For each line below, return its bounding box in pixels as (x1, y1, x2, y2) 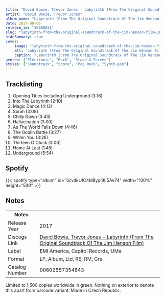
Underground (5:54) (12, 150, 53, 156)
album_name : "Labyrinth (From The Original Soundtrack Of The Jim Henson (5, 16, 160, 21)
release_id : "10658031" (5, 25, 54, 30)
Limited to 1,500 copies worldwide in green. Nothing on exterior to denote (5, 282, 154, 288)
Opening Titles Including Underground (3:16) (12, 92, 103, 98)
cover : (5, 39, 19, 44)
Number (8, 270, 27, 276)
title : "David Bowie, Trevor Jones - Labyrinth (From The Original (5, 7, 146, 12)
